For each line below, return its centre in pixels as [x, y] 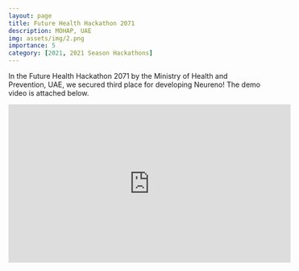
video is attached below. [49, 93]
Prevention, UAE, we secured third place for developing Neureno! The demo [135, 84]
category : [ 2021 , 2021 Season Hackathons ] [81, 53]
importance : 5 [32, 46]
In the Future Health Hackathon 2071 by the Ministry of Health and [118, 76]
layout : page [30, 16]
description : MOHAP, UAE [50, 31]
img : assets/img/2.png [46, 38]
